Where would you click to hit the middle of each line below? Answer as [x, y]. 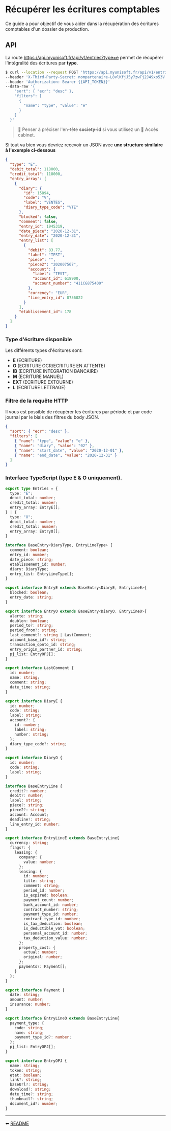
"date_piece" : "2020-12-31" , [50, 231]
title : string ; [40, 881]
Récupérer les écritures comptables [83, 9]
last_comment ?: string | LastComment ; [51, 635]
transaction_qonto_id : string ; [43, 645]
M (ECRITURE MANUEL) [38, 376]
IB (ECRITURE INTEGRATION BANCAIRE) [55, 371]
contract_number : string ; [51, 910]
